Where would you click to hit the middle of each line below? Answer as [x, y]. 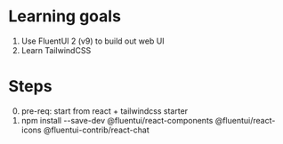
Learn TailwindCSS [56, 50]
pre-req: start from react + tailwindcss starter [105, 111]
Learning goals [65, 16]
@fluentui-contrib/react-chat [96, 130]
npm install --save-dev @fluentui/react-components [117, 120]
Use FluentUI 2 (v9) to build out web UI [93, 41]
